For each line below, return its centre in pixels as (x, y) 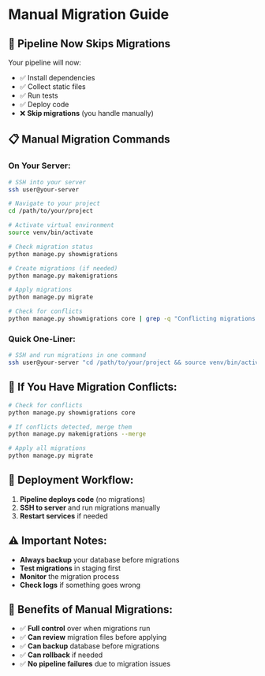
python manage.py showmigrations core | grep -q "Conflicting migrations (132, 319)
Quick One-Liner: (42, 339)
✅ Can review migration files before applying (93, 637)
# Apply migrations (40, 290)
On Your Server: (39, 165)
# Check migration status (50, 247)
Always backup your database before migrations (99, 559)
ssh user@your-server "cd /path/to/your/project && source (107, 363)
